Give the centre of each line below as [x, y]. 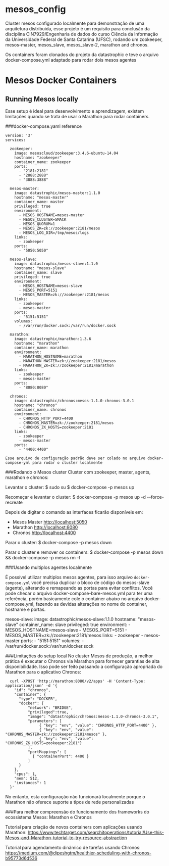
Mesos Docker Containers [61, 81]
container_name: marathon [42, 348]
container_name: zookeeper [43, 162]
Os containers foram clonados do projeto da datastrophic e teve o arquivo [82, 55]
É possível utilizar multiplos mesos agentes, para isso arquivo [69, 577]
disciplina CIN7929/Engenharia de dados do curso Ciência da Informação [82, 34]
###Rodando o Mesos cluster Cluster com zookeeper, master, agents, [78, 472]
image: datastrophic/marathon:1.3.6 [53, 339]
